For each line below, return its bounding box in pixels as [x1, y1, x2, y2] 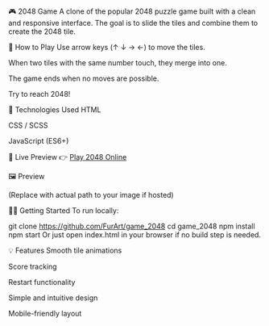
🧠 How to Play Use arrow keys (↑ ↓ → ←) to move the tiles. [8, 43, 205, 52]
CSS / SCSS [8, 120, 48, 130]
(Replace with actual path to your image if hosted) [8, 190, 175, 199]
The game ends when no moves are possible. [8, 73, 159, 83]
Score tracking [8, 261, 58, 271]
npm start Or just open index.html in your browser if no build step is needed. [8, 230, 262, 240]
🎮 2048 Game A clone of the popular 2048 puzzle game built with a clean [8, 6, 256, 16]
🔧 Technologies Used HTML [8, 105, 101, 115]
